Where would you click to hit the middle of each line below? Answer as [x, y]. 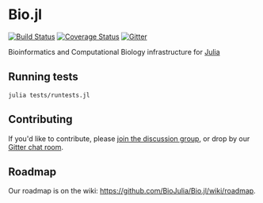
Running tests [44, 77]
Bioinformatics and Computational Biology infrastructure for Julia [114, 52]
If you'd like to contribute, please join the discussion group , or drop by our [129, 138]
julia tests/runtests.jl [49, 95]
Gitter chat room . [36, 147]
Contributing [40, 119]
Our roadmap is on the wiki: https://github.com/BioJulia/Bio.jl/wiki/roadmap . [132, 191]
